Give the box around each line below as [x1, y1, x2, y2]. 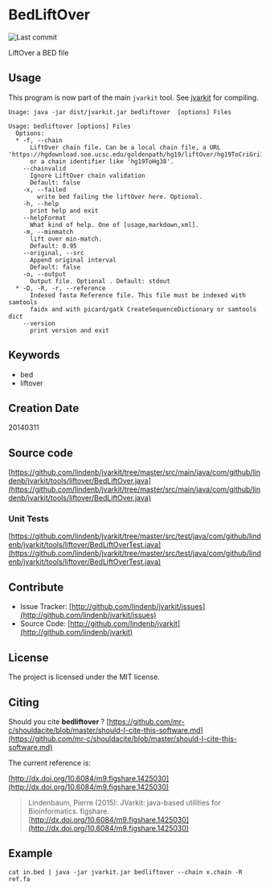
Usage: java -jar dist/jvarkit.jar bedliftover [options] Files [8, 108, 231, 116]
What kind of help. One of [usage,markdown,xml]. [29, 220, 199, 229]
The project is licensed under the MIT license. [8, 672, 161, 682]
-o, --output [22, 270, 67, 278]
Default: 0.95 [29, 241, 78, 250]
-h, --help [22, 200, 59, 208]
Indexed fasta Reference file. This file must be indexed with [29, 291, 247, 299]
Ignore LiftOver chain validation [29, 171, 146, 179]
